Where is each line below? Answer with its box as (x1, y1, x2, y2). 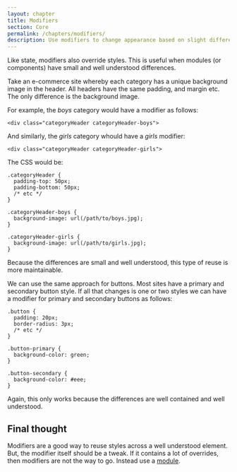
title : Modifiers (7, 17, 59, 24)
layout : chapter (7, 10, 55, 18)
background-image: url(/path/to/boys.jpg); (13, 215, 143, 223)
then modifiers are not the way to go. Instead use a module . (7, 456, 181, 465)
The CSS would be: (7, 158, 63, 167)
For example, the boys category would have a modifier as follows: (7, 106, 199, 114)
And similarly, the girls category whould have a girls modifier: (7, 132, 186, 141)
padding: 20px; (13, 314, 59, 321)
